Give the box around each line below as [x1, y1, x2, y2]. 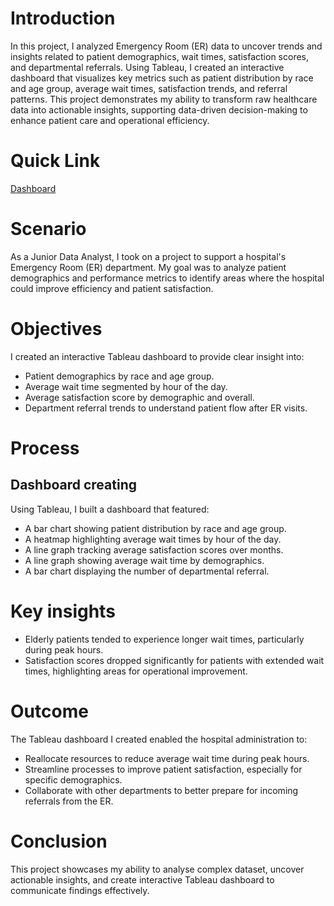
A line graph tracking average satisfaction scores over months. [24, 543, 284, 556]
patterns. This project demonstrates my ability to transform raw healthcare [10, 93, 318, 105]
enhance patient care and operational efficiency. [10, 114, 210, 126]
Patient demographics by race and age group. [24, 370, 215, 382]
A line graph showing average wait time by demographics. [24, 554, 265, 566]
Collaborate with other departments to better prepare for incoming [24, 784, 299, 796]
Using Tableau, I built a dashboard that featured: [10, 503, 210, 515]
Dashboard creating [10, 477, 137, 494]
